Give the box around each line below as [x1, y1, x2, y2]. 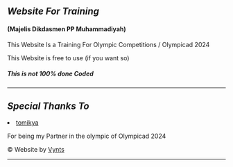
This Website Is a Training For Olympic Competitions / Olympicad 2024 [7, 40, 210, 49]
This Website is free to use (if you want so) [7, 53, 130, 62]
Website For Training [7, 6, 99, 17]
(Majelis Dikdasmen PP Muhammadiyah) [7, 24, 126, 33]
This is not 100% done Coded [7, 69, 94, 78]
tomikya [16, 118, 39, 127]
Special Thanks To [7, 100, 89, 112]
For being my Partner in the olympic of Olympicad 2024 [7, 132, 166, 141]
